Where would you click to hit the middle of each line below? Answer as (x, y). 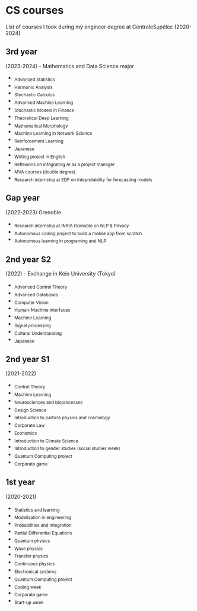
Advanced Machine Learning (44, 102)
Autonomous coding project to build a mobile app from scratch (78, 233)
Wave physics (28, 549)
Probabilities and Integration (43, 525)
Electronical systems (35, 572)
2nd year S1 (28, 359)
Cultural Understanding (38, 333)
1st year (20, 482)
